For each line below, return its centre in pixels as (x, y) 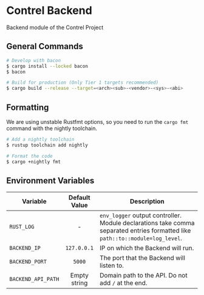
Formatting (28, 107)
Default (80, 198)
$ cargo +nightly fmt (34, 161)
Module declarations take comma (147, 223)
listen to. (112, 266)
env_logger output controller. (141, 215)
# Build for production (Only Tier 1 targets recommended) (83, 83)
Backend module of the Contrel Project (55, 27)
